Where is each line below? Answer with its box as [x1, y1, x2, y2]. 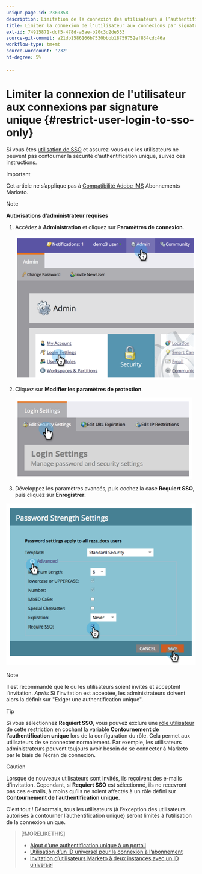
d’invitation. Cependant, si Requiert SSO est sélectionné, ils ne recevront [6, 781, 187, 788]
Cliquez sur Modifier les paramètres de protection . [14, 386, 143, 393]
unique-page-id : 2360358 [6, 10, 69, 16]
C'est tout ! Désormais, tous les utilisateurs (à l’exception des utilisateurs [6, 806, 186, 813]
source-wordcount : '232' [6, 48, 69, 54]
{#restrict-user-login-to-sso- [44, 113, 194, 127]
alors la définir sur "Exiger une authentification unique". [6, 696, 143, 703]
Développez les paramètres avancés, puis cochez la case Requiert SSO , [14, 485, 195, 492]
